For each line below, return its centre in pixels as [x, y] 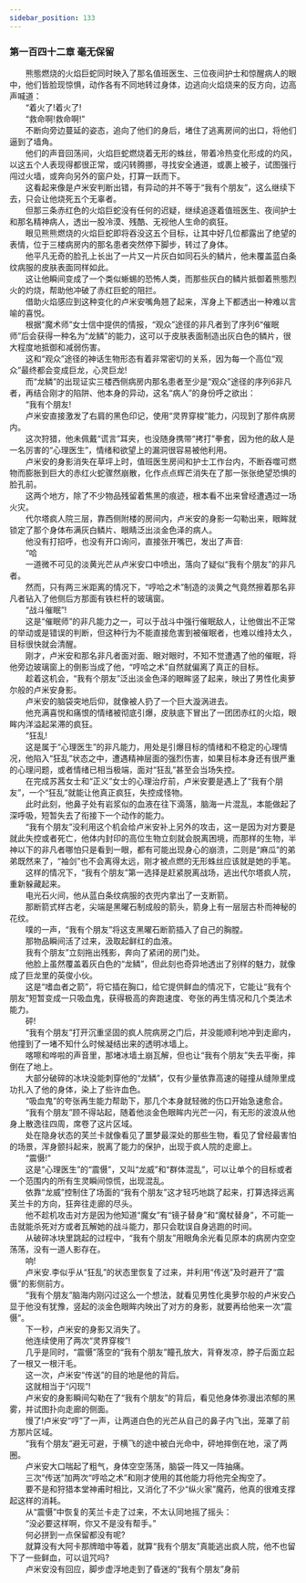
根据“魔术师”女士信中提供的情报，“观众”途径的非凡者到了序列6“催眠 [152, 324]
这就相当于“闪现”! [58, 1386]
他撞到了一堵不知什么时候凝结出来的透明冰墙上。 [101, 1043]
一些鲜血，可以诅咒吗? [67, 1557]
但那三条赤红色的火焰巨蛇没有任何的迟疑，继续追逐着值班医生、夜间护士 [161, 210]
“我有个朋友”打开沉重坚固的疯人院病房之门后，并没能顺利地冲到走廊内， [160, 1032]
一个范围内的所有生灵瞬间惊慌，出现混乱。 [89, 1180]
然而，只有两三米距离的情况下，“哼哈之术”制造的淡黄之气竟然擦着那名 [157, 586]
